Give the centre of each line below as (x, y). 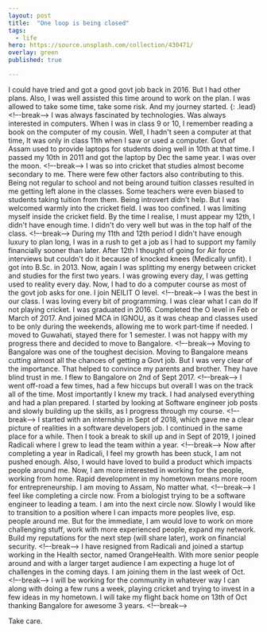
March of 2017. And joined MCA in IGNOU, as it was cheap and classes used (133, 318)
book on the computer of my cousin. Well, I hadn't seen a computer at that (130, 131)
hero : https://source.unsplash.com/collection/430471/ (101, 45)
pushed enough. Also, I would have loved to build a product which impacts (130, 462)
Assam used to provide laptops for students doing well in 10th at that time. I (132, 149)
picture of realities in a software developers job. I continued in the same (126, 427)
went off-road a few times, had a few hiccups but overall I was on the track (131, 385)
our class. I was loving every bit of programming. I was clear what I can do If (133, 301)
